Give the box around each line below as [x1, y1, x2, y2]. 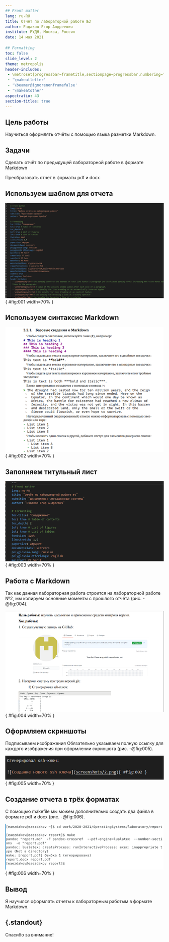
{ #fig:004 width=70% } [5, 712, 55, 718]
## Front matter [5, 8, 39, 13]
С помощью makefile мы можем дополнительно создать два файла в [5, 808, 154, 815]
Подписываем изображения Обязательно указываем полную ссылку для [5, 740, 163, 747]
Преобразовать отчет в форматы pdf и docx [5, 175, 100, 181]
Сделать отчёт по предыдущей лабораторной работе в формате [5, 160, 144, 166]
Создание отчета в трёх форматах [5, 795, 120, 804]
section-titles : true [5, 98, 51, 103]
